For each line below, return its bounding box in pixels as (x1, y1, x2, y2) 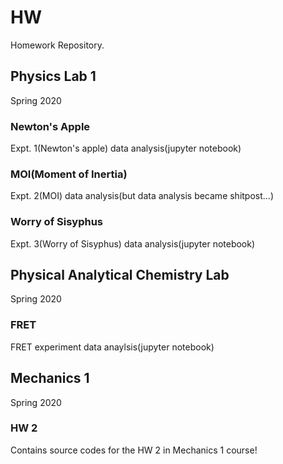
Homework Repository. (10, 39, 105, 51)
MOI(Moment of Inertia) (10, 167, 128, 181)
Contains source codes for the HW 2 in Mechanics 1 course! (10, 444, 258, 456)
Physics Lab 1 (10, 68, 97, 85)
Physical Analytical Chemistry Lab (10, 267, 230, 284)
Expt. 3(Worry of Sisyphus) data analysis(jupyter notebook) (10, 237, 256, 250)
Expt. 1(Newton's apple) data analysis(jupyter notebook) (10, 142, 242, 155)
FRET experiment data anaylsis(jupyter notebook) (10, 341, 215, 353)
